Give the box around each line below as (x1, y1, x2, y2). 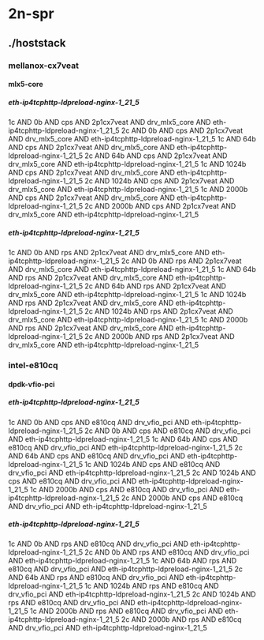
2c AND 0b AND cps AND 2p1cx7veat (121, 126, 243, 135)
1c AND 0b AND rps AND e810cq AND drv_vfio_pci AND (8, 539, 189, 549)
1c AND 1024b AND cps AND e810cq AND (84, 459, 221, 469)
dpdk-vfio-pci (8, 379, 55, 389)
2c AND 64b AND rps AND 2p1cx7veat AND (84, 281, 227, 291)
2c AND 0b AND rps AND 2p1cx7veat (121, 256, 242, 265)
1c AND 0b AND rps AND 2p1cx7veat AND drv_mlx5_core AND (8, 248, 210, 258)
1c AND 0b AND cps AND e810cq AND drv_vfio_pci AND (8, 417, 190, 427)
